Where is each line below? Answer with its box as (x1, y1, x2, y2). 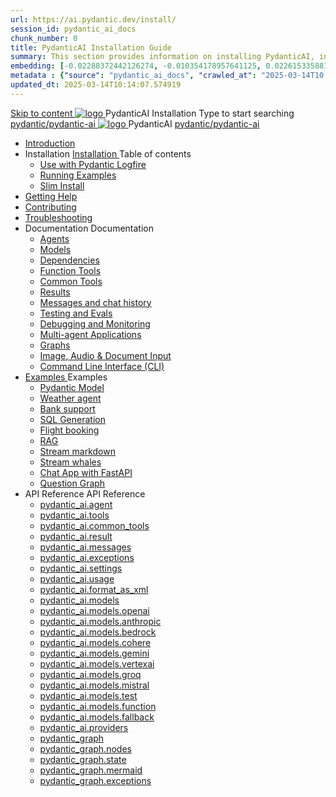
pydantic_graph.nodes (39, 742, 132, 755)
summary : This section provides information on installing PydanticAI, (10, 52, 315, 62)
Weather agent (39, 392, 102, 404)
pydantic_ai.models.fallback (39, 711, 155, 723)
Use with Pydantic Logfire (39, 158, 147, 170)
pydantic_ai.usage (39, 572, 115, 585)
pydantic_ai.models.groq (39, 668, 142, 680)
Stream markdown (39, 445, 116, 457)
